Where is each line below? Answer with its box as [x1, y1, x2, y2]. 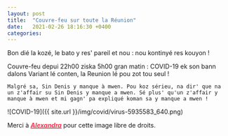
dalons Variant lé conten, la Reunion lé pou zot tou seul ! [7, 70, 170, 78]
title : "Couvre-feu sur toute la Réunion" [7, 17, 137, 24]
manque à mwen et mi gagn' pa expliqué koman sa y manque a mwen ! [7, 96, 209, 103]
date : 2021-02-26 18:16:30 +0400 [7, 23, 112, 30]
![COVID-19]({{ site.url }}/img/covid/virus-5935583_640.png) [7, 107, 184, 116]
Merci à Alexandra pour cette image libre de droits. [7, 121, 156, 130]
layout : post [7, 10, 46, 17]
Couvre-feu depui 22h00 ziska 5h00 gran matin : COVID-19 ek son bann [7, 62, 216, 70]
